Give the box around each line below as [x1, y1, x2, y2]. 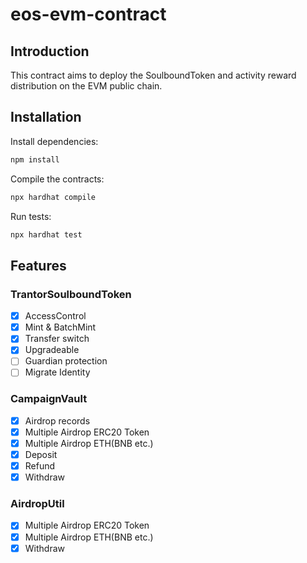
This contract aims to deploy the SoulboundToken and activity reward [10, 69, 297, 81]
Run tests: [10, 210, 52, 222]
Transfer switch [24, 333, 90, 345]
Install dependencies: [10, 135, 99, 147]
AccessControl [24, 310, 87, 322]
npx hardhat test [10, 229, 83, 240]
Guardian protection [24, 355, 108, 367]
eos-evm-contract [10, 3, 167, 26]
